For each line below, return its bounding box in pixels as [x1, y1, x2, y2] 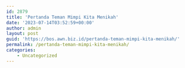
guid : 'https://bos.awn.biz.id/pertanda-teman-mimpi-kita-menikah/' [6, 36, 180, 42]
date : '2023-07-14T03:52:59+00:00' [6, 20, 95, 25]
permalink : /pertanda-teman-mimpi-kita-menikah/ [6, 42, 129, 48]
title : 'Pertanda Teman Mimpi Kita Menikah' [6, 14, 119, 20]
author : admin [6, 25, 42, 31]
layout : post [6, 31, 39, 37]
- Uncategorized [17, 53, 58, 59]
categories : [6, 47, 36, 53]
